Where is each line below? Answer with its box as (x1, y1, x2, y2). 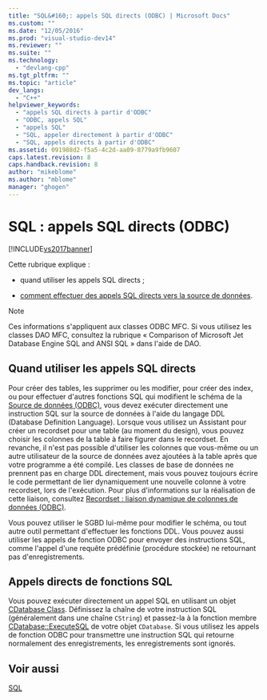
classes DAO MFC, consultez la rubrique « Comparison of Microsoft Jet (8, 330, 244, 340)
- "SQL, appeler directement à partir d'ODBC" (15, 131, 173, 139)
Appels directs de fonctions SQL (8, 574, 173, 589)
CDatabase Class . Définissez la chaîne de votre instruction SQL (8, 605, 217, 614)
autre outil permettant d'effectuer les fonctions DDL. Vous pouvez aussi (8, 526, 244, 536)
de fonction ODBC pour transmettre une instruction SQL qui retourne (8, 630, 234, 640)
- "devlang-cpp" (15, 64, 70, 72)
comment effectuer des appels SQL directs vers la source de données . (19, 290, 253, 300)
